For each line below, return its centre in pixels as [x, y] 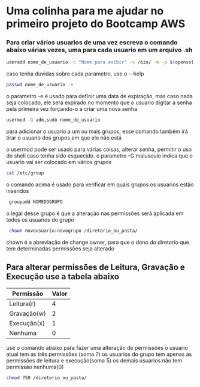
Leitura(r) [22, 304]
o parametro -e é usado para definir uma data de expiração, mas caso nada [99, 96]
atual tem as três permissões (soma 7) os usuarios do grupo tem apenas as [99, 354]
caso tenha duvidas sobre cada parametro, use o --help [75, 74]
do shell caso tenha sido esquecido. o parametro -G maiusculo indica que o [100, 156]
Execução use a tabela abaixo [63, 277]
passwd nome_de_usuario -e [40, 85]
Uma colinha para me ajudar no [85, 11]
